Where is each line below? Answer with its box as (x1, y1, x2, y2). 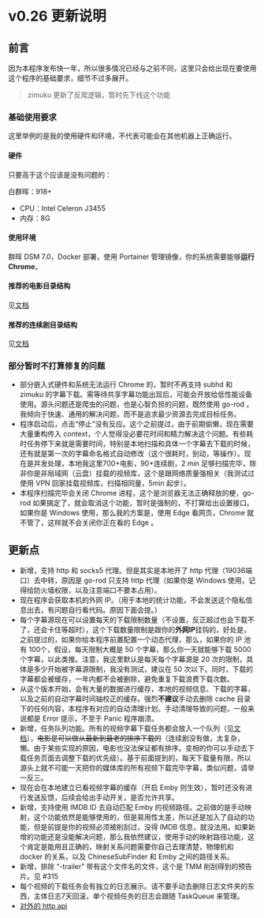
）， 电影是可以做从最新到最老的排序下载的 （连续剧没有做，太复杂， (26, 733, 244, 743)
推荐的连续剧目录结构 (8, 320, 77, 329)
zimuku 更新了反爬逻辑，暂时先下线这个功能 (27, 90, 171, 99)
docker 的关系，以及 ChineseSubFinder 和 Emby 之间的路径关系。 (19, 852, 234, 861)
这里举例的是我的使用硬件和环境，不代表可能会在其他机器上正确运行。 (8, 131, 236, 141)
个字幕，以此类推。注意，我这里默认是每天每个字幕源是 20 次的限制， (19, 654, 247, 664)
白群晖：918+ (8, 186, 53, 196)
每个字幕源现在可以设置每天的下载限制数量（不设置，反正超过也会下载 (19, 615, 248, 624)
